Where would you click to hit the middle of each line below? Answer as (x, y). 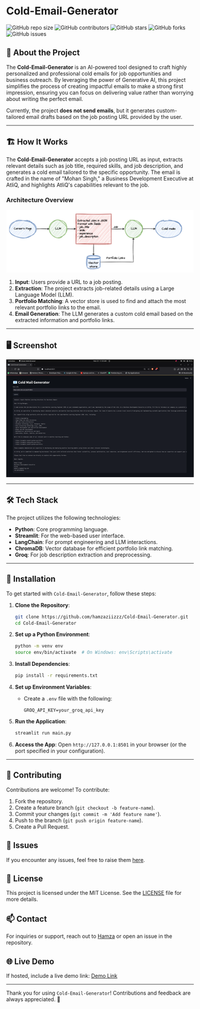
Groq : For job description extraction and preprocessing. (83, 555)
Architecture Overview (40, 200)
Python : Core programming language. (61, 529)
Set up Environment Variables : (53, 687)
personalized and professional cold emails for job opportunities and (89, 74)
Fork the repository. (39, 801)
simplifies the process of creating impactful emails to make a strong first (95, 86)
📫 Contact (27, 919)
